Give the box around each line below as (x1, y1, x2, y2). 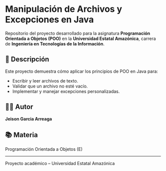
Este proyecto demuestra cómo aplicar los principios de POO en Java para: (5, 68, 158, 74)
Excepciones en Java (5, 14, 94, 25)
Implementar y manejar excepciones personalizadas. (12, 88, 120, 94)
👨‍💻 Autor (5, 103, 34, 111)
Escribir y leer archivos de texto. (12, 78, 78, 84)
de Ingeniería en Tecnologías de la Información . (5, 41, 105, 46)
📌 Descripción (5, 55, 49, 64)
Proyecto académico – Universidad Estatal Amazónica (5, 161, 115, 167)
